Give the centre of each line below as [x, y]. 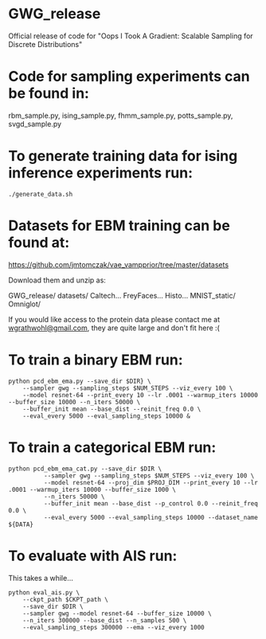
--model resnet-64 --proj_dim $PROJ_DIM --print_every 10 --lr [151, 482]
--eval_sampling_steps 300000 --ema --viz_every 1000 [113, 627]
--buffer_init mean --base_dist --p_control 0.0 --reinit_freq [151, 503]
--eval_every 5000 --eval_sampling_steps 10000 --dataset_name [151, 517]
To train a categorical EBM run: [112, 447]
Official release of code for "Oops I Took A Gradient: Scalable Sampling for [131, 36]
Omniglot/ [25, 304]
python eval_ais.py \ [44, 592]
